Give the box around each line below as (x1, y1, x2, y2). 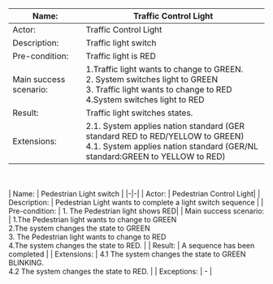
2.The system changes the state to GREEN (8, 223, 150, 233)
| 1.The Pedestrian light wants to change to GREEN (8, 215, 177, 224)
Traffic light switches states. (85, 107, 193, 118)
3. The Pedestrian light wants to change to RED (8, 232, 167, 242)
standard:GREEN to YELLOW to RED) (85, 151, 226, 161)
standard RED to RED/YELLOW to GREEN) (85, 131, 245, 141)
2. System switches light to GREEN (85, 74, 218, 84)
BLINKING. (8, 258, 45, 267)
